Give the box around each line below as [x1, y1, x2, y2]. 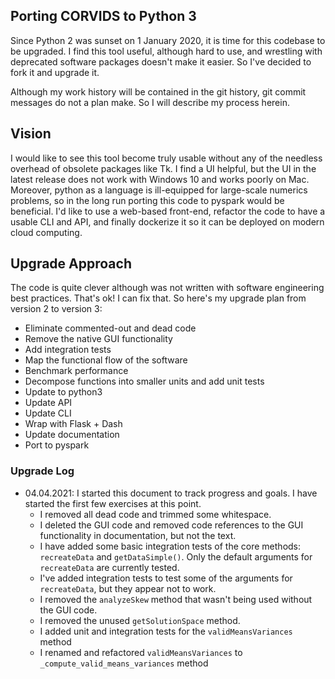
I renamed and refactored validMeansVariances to [39, 646, 243, 658]
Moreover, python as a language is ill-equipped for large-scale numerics [10, 184, 308, 196]
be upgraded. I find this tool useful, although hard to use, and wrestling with [10, 45, 323, 57]
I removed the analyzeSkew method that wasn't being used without [39, 593, 313, 605]
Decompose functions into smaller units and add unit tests [24, 375, 265, 388]
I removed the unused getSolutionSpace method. [39, 614, 241, 626]
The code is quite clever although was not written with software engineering [10, 282, 325, 294]
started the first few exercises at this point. [24, 497, 202, 509]
